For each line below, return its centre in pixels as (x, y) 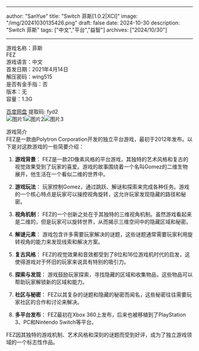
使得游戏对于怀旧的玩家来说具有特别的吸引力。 (72, 262)
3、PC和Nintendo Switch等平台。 (56, 322)
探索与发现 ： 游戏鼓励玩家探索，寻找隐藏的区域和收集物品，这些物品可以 (104, 275)
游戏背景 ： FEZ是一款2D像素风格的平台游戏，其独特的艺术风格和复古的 (101, 159)
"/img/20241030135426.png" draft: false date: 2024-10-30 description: (93, 23)
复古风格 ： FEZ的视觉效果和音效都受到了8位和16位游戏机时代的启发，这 (102, 254)
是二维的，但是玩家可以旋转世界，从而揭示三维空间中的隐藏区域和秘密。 (103, 222)
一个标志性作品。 (37, 342)
